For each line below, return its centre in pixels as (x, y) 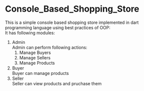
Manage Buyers (35, 53)
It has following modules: (30, 33)
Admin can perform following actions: (49, 47)
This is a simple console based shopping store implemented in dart (72, 22)
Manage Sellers (35, 57)
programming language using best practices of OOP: (58, 27)
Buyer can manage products (40, 73)
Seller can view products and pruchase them (57, 83)
